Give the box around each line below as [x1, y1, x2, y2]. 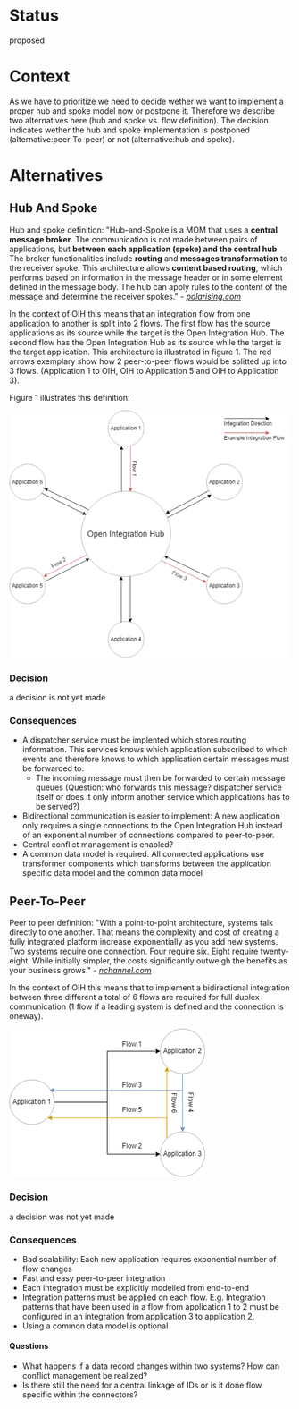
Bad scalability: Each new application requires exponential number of [21, 1253, 277, 1264]
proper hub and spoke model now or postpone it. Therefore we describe [9, 105, 275, 116]
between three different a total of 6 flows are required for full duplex [9, 992, 261, 1003]
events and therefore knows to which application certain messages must [21, 753, 290, 765]
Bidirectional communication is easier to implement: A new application [21, 811, 281, 821]
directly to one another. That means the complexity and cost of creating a [9, 927, 279, 938]
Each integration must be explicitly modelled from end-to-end [21, 1282, 250, 1293]
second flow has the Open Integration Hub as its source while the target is [9, 336, 282, 347]
